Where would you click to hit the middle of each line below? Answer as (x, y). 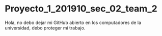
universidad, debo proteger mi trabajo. (45, 27)
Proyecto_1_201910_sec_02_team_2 (81, 9)
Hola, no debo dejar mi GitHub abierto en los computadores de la (73, 22)
